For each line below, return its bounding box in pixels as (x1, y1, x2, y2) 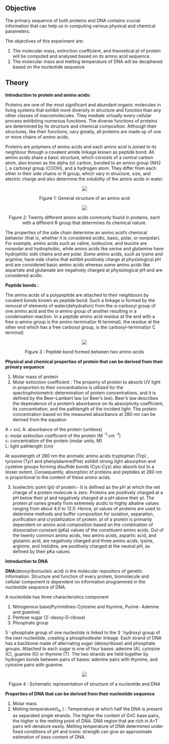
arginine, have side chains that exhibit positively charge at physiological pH (5, 256, 161, 262)
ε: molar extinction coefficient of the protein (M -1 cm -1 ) (5, 432, 121, 439)
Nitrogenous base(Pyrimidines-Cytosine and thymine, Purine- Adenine (12, 604, 159, 610)
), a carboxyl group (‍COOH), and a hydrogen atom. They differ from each (5, 165, 156, 171)
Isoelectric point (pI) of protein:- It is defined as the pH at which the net (12, 484, 160, 490)
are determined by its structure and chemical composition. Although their (5, 123, 157, 129)
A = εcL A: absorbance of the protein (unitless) (5, 426, 103, 432)
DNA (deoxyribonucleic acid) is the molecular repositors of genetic (5, 568, 143, 574)
